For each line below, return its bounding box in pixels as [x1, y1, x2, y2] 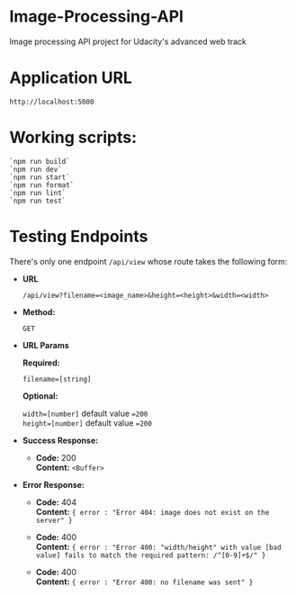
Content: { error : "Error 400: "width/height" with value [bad [35, 541, 282, 552]
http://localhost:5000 [9, 97, 94, 106]
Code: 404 [35, 497, 77, 508]
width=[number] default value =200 [22, 408, 148, 419]
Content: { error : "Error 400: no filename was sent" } [35, 576, 254, 587]
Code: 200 [35, 452, 76, 463]
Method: [22, 306, 56, 317]
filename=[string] [22, 374, 92, 383]
